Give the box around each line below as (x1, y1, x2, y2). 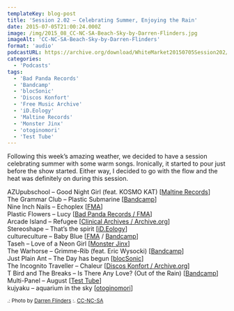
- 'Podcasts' (13, 62, 52, 69)
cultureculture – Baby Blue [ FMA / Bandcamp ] (7, 232, 139, 241)
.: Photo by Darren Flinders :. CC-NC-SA (7, 297, 104, 305)
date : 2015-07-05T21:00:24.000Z (7, 23, 101, 30)
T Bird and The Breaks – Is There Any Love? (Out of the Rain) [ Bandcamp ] (7, 269, 219, 278)
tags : (7, 68, 23, 75)
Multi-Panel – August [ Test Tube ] (7, 276, 102, 285)
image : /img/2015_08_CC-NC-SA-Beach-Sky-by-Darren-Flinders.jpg (7, 29, 198, 37)
